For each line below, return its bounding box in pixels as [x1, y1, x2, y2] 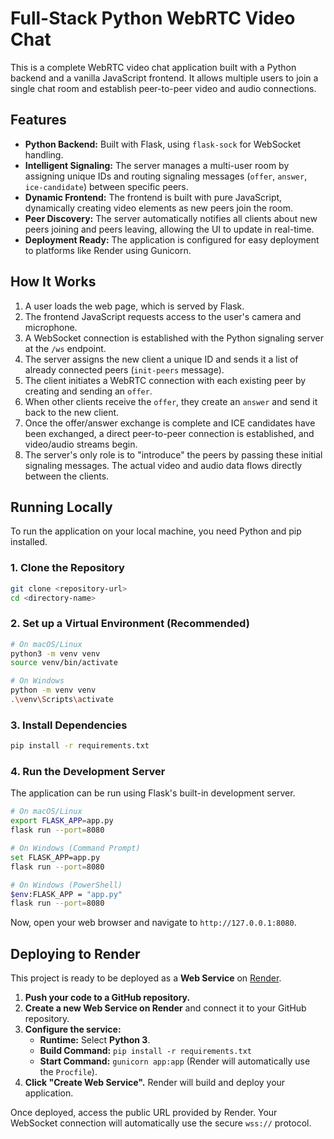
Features [10, 112, 67, 129]
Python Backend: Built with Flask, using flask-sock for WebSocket [24, 138, 302, 150]
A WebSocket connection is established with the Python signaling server [24, 332, 324, 344]
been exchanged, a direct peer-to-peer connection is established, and [24, 427, 315, 439]
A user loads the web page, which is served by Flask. [24, 300, 245, 312]
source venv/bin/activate [10, 658, 118, 668]
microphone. [24, 321, 78, 333]
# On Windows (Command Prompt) [10, 843, 141, 854]
